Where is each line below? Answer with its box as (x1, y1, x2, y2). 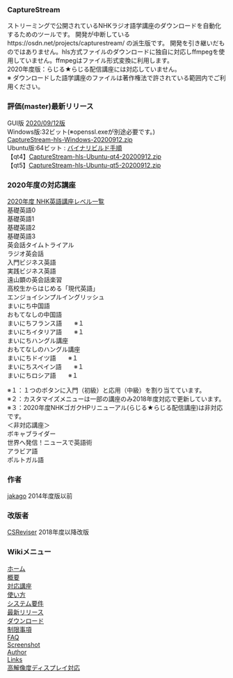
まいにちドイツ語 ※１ (7, 354, 79, 362)
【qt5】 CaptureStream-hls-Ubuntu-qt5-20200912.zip (7, 161, 161, 169)
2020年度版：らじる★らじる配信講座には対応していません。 (7, 65, 181, 74)
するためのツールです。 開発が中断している (7, 30, 131, 39)
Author (7, 647, 27, 656)
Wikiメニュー (7, 547, 51, 557)
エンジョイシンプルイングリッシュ (7, 292, 105, 301)
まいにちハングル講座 (7, 336, 68, 345)
